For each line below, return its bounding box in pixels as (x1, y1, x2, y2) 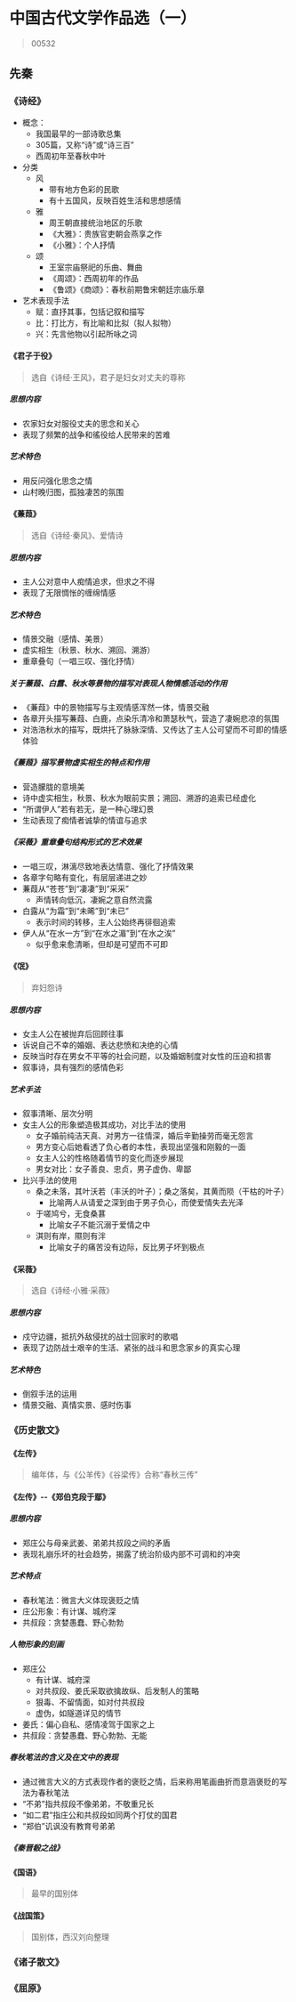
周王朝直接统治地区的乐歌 (48, 217, 143, 228)
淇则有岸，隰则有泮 (35, 1230, 107, 1241)
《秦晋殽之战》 (9, 1843, 64, 1853)
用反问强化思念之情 (21, 475, 93, 486)
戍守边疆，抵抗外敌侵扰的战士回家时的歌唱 (21, 1332, 179, 1342)
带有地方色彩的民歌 (48, 183, 120, 194)
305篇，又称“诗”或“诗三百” (35, 139, 135, 150)
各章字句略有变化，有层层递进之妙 (21, 871, 148, 882)
